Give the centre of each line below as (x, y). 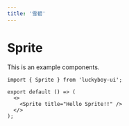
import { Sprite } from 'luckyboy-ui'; (65, 80)
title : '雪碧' (27, 13)
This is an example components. (53, 67)
